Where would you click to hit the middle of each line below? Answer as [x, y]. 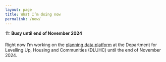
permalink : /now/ [23, 19]
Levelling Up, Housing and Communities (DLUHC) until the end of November [83, 50]
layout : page [19, 10]
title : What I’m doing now [33, 14]
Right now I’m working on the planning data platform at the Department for [81, 45]
